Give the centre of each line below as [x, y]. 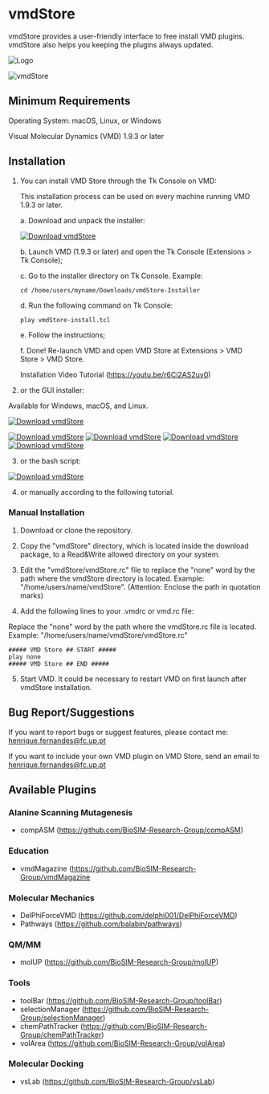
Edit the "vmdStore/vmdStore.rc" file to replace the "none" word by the [137, 569]
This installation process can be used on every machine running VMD [135, 196]
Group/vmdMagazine [55, 877]
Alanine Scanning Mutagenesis [71, 812]
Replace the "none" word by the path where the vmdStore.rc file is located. [132, 627]
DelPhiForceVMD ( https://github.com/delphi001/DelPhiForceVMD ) [129, 915]
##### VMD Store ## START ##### [62, 650]
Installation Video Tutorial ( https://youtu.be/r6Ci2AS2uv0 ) [115, 374]
